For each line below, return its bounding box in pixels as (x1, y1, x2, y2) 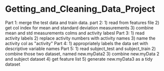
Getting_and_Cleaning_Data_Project (5, 3, 156, 15)
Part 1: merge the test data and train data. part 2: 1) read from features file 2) (5, 20, 160, 25)
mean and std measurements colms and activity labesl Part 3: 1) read (5, 30, 145, 36)
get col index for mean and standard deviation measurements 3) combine (5, 24, 154, 30)
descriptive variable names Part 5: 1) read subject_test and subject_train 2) (5, 46, 156, 51)
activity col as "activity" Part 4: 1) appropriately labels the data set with (5, 40, 148, 46)
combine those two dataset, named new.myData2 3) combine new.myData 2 (5, 50, 160, 57)
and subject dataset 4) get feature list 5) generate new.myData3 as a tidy (5, 56, 153, 62)
